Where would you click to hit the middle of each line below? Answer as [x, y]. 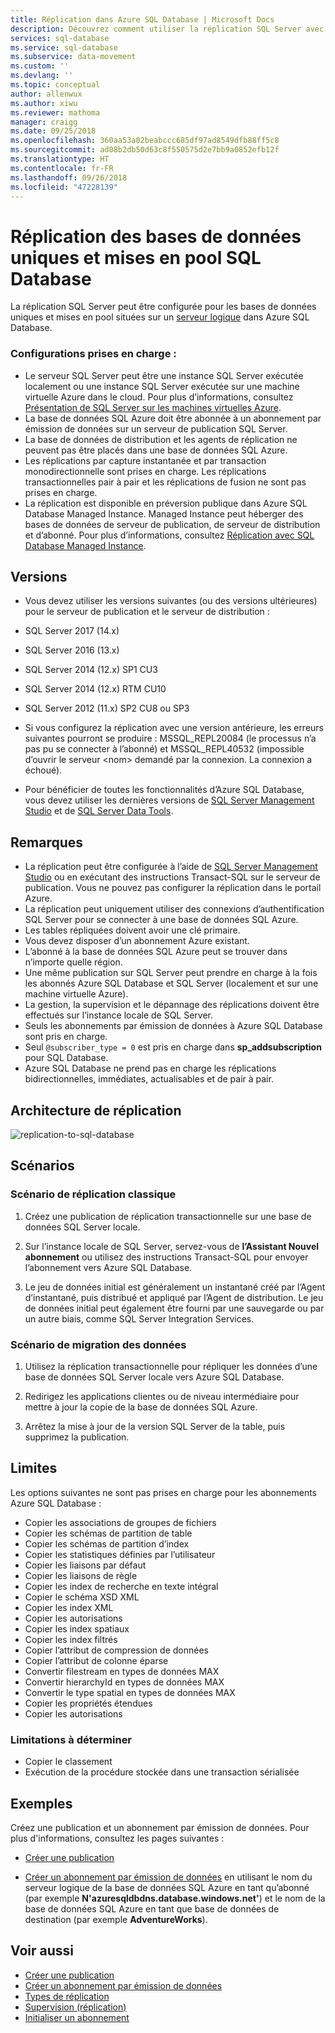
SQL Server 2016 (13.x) [72, 650]
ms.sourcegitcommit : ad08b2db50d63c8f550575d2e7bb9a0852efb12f [145, 150]
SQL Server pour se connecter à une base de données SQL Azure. [161, 920]
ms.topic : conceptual [55, 85]
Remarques [47, 842]
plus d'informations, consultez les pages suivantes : [117, 1838]
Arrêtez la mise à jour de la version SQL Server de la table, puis [155, 1427]
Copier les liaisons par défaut [85, 1565]
